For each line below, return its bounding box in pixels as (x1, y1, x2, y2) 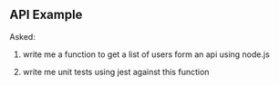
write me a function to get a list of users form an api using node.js (22, 49, 271, 60)
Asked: (9, 31, 36, 42)
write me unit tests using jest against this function (22, 66, 210, 77)
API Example (9, 7, 83, 23)
